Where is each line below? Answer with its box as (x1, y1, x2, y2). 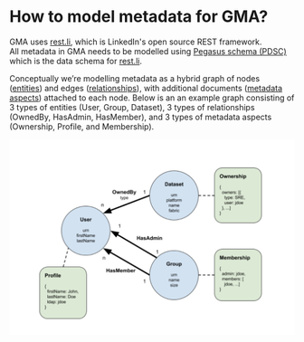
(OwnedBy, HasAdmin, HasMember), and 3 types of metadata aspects (9, 111, 272, 122)
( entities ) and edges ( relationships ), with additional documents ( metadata (9, 82, 283, 93)
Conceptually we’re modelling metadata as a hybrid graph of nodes (9, 72, 261, 83)
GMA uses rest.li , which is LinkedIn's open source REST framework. (9, 36, 262, 47)
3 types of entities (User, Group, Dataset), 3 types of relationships (9, 101, 255, 112)
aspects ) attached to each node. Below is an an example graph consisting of (9, 92, 295, 103)
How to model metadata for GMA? (9, 6, 269, 27)
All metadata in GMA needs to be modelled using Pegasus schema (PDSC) (9, 45, 287, 56)
